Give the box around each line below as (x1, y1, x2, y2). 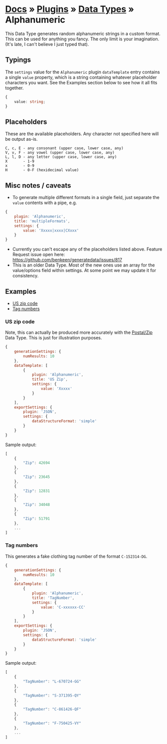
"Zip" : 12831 (23, 488, 50, 494)
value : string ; (14, 99, 46, 104)
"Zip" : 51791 (23, 516, 50, 521)
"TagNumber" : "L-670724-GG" (23, 679, 81, 684)
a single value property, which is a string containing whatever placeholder (5, 74, 157, 80)
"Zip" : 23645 (23, 475, 50, 480)
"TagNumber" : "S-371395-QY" (23, 693, 81, 698)
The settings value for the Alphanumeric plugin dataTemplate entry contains (5, 69, 161, 75)
